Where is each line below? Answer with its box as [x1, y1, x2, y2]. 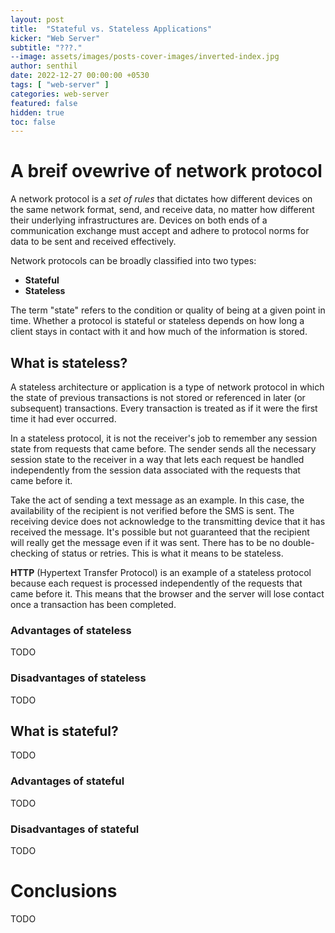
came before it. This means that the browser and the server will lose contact [10, 588, 325, 600]
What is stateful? [10, 722, 119, 740]
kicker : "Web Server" [10, 33, 101, 43]
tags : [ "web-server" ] [10, 80, 110, 90]
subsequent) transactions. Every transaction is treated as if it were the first [10, 402, 318, 414]
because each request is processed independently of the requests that [10, 577, 303, 589]
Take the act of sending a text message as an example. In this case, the [10, 494, 305, 506]
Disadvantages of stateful [10, 822, 140, 836]
